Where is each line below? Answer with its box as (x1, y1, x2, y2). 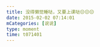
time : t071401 (6, 32, 43, 38)
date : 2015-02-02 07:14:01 (6, 15, 75, 21)
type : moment (6, 26, 40, 32)
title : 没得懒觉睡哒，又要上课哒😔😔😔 (6, 9, 95, 15)
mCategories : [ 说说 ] (6, 20, 57, 26)
